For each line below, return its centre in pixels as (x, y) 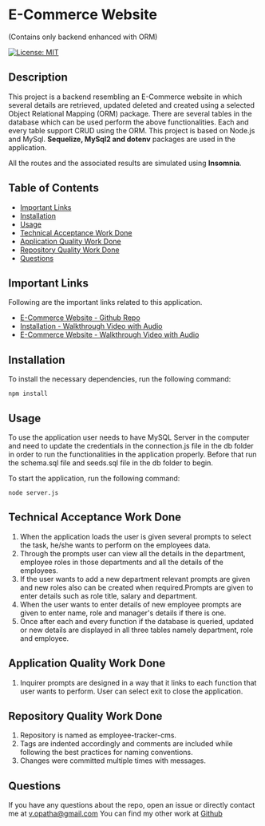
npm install (28, 394)
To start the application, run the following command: (94, 478)
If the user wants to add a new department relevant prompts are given (135, 579)
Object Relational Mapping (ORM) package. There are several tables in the (131, 113)
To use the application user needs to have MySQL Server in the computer (129, 437)
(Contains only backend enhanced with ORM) (83, 37)
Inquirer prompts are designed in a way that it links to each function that (138, 682)
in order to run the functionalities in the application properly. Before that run (132, 454)
